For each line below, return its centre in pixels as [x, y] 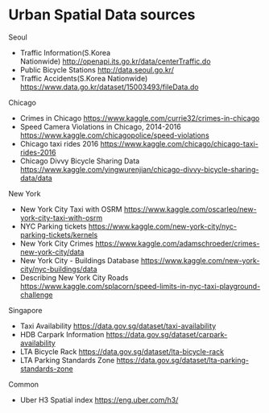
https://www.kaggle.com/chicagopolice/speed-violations [114, 135]
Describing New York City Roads [74, 277]
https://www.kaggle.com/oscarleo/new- [190, 209]
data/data [36, 178]
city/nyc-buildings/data [59, 269]
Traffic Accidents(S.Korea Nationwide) [84, 78]
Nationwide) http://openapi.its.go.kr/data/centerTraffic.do [115, 61]
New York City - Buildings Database [79, 260]
